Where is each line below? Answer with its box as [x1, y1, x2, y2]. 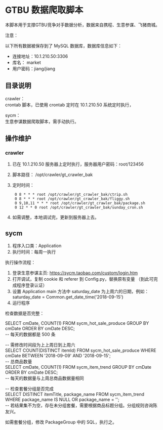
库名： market [12, 59, 41, 65]
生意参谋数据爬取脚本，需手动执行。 [5, 118, 79, 124]
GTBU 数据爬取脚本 [5, 4, 83, 16]
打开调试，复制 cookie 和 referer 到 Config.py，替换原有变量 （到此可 [12, 276, 154, 282]
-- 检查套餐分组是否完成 [5, 386, 54, 392]
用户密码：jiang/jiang [12, 65, 55, 72]
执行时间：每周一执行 [12, 249, 56, 255]
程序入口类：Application [12, 243, 62, 249]
